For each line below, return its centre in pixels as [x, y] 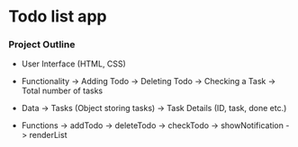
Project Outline [42, 45]
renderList [48, 135]
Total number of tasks [62, 91]
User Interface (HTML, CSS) [74, 64]
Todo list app [58, 17]
